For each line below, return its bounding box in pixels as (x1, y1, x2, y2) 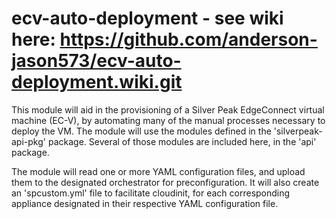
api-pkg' (11, 135, 46, 147)
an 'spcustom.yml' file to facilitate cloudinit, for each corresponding (11, 187, 291, 199)
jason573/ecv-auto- (11, 50, 182, 72)
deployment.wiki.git (11, 71, 183, 94)
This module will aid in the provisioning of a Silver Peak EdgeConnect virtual (11, 103, 325, 116)
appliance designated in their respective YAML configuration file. (11, 197, 279, 209)
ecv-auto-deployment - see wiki (11, 7, 284, 30)
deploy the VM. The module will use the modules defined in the (11, 125, 272, 137)
